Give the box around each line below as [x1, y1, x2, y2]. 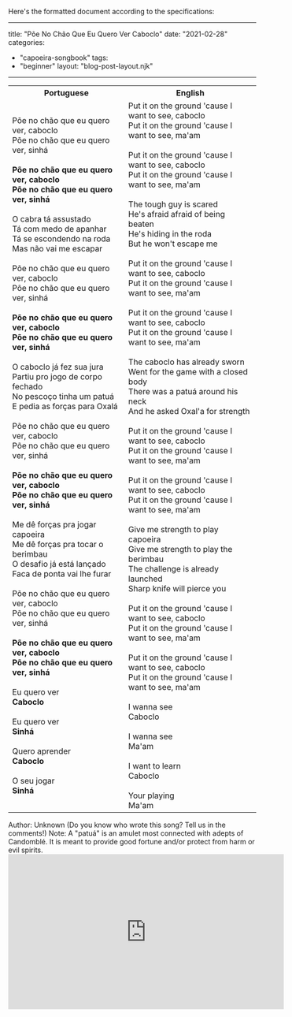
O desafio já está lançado [12, 559, 106, 569]
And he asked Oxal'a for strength [128, 406, 250, 416]
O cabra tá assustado [12, 214, 91, 224]
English [176, 88, 205, 98]
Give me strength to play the [128, 544, 233, 554]
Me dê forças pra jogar [12, 520, 97, 530]
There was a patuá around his [128, 386, 238, 397]
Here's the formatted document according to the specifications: [8, 7, 215, 16]
